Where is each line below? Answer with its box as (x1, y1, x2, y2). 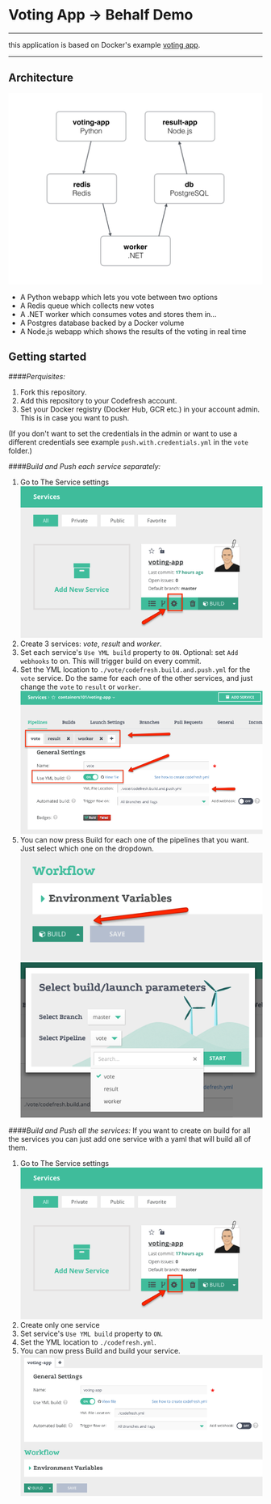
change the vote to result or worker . (19, 682, 141, 691)
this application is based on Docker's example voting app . (8, 40, 201, 49)
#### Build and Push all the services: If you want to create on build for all (8, 1126, 251, 1135)
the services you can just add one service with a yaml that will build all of (8, 1134, 252, 1143)
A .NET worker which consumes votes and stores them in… (19, 309, 217, 319)
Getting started (8, 350, 87, 364)
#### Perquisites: (8, 371, 66, 381)
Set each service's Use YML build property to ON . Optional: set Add (19, 647, 239, 657)
